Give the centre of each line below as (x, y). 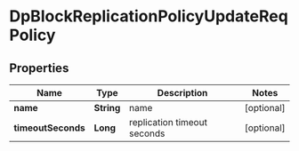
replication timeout (168, 122)
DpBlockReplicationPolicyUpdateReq (149, 16)
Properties (39, 68)
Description (182, 93)
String (107, 108)
